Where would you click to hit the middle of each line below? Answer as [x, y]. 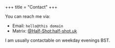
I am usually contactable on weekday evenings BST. [58, 40]
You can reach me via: [28, 16]
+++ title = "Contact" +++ [31, 7]
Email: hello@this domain [38, 26]
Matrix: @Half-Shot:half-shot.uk [44, 31]
